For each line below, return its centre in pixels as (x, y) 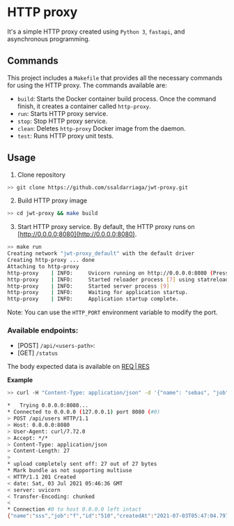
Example (20, 380)
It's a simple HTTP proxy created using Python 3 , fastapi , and (96, 31)
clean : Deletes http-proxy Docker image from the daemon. (101, 128)
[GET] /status (37, 353)
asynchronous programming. (49, 38)
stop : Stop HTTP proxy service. (62, 121)
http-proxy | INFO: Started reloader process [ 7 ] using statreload (118, 279)
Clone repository (41, 175)
